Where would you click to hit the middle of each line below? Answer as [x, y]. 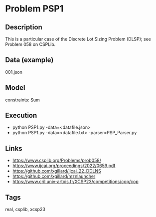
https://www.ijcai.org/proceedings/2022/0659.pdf [64, 166]
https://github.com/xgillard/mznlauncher [54, 176]
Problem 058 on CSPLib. [30, 44]
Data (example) [29, 60]
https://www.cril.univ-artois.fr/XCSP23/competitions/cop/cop [75, 182]
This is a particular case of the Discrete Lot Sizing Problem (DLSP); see [78, 39]
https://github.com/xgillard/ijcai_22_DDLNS [57, 171]
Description [24, 27]
